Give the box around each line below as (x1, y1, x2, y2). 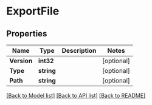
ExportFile (6, 4, 60, 18)
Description (61, 47, 97, 55)
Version (9, 56, 33, 65)
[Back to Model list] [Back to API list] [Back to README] (6, 92, 146, 99)
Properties (6, 29, 47, 39)
